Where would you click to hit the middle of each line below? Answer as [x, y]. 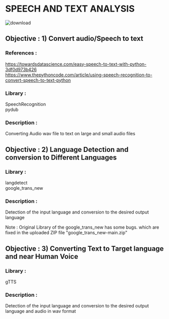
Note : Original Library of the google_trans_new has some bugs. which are [82, 227]
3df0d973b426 [21, 69]
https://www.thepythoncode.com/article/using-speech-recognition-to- [79, 75]
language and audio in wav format [41, 311]
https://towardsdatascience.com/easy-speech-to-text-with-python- [76, 64]
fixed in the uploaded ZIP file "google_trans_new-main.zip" [66, 233]
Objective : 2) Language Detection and [67, 149]
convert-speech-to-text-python [38, 80]
